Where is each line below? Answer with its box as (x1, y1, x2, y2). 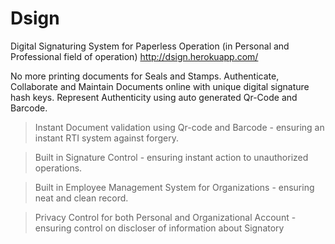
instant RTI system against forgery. (34, 132, 179, 144)
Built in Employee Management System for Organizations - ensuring (34, 181, 315, 193)
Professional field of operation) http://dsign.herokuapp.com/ (10, 50, 259, 62)
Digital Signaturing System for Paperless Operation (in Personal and (10, 40, 290, 52)
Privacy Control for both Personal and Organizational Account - (34, 211, 297, 223)
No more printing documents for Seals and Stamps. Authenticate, (10, 70, 280, 82)
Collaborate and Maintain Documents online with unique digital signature (10, 80, 310, 92)
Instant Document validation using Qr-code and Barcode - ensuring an (34, 121, 325, 133)
